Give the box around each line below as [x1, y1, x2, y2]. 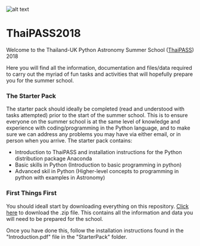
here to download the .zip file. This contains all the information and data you [6, 209, 193, 216]
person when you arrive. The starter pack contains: [6, 137, 133, 144]
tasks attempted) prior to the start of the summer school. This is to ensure [6, 112, 188, 119]
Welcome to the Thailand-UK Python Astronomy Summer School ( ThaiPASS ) [6, 46, 194, 53]
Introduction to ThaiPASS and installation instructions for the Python [14, 149, 182, 156]
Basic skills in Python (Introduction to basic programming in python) [14, 161, 182, 168]
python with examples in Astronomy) [14, 174, 106, 182]
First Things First [6, 189, 57, 197]
